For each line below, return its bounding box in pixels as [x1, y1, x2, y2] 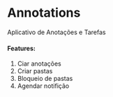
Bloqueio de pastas [17, 75, 73, 83]
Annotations [7, 5, 81, 21]
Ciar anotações [17, 59, 61, 68]
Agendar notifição [17, 82, 70, 90]
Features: [7, 44, 36, 52]
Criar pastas [17, 67, 53, 75]
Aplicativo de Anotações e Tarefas [7, 28, 106, 36]
